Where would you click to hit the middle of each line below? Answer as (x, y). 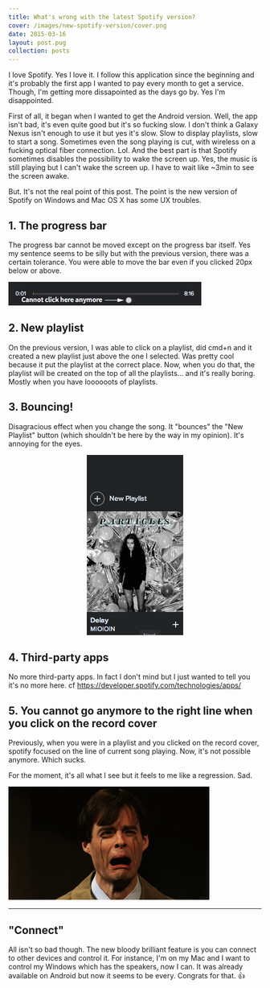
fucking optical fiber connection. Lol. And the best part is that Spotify (123, 151)
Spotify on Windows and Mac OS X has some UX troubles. (105, 200)
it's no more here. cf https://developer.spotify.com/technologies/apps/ (125, 685)
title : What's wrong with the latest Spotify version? (102, 17)
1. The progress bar (57, 225)
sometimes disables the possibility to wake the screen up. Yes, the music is (133, 159)
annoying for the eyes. (45, 444)
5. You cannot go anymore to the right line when (131, 711)
